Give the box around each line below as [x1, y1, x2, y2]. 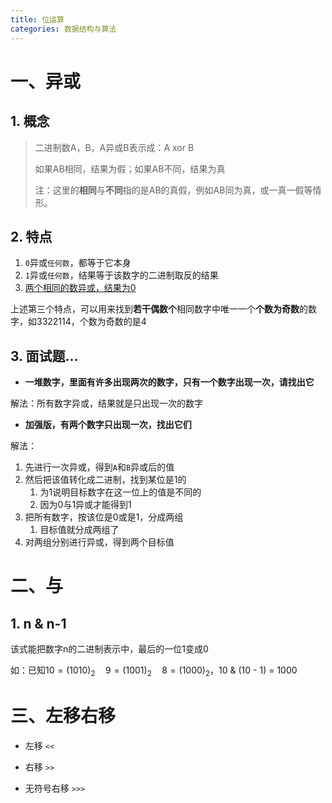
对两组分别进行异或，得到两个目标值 [24, 536, 175, 548]
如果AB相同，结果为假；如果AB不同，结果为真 [34, 162, 226, 175]
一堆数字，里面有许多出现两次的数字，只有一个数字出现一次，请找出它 [24, 376, 315, 388]
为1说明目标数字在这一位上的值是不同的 [39, 486, 202, 498]
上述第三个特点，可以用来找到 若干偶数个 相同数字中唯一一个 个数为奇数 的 [10, 303, 308, 315]
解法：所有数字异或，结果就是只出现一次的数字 [10, 397, 203, 410]
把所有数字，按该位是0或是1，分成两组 [24, 511, 184, 523]
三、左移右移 [10, 705, 117, 728]
